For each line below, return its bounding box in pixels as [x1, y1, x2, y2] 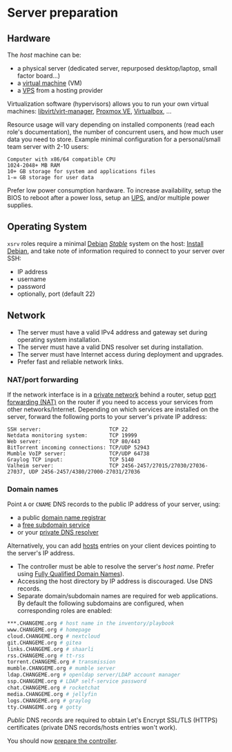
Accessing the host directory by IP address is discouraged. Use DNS [17, 577, 213, 586]
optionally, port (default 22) [17, 289, 95, 298]
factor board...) [17, 71, 61, 80]
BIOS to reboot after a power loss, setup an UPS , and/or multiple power [7, 194, 210, 202]
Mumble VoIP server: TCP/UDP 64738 [7, 450, 150, 457]
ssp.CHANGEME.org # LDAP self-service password [7, 678, 147, 685]
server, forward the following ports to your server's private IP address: [7, 412, 207, 420]
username [17, 275, 46, 283]
